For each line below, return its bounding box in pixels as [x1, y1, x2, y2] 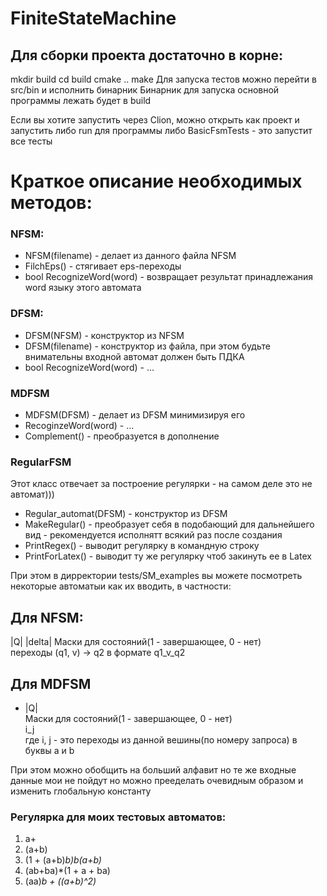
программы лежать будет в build [10, 95, 152, 106]
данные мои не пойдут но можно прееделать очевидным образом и [10, 775, 304, 786]
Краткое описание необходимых [10, 170, 303, 193]
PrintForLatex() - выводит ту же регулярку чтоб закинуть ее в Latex [24, 550, 312, 562]
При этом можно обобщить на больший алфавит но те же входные [10, 764, 297, 776]
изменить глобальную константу [10, 785, 152, 797]
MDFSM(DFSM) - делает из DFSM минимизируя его [24, 409, 246, 421]
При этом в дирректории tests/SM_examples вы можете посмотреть [10, 570, 303, 582]
